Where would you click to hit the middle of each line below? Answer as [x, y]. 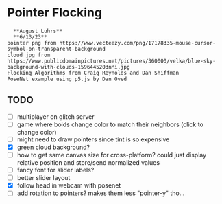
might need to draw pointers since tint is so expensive [93, 139]
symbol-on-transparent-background [57, 49]
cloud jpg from [29, 55]
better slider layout [44, 178]
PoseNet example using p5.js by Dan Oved [67, 79]
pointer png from [32, 43]
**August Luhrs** [38, 31]
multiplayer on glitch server [56, 116]
